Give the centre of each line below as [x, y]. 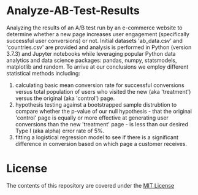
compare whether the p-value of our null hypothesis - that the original [103, 111]
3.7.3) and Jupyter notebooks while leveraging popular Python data [91, 53]
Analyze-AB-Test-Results [73, 11]
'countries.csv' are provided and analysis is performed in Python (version [99, 47]
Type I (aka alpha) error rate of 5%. [60, 131]
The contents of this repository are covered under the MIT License [90, 185]
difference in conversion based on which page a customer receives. [101, 143]
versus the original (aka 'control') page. [65, 98]
